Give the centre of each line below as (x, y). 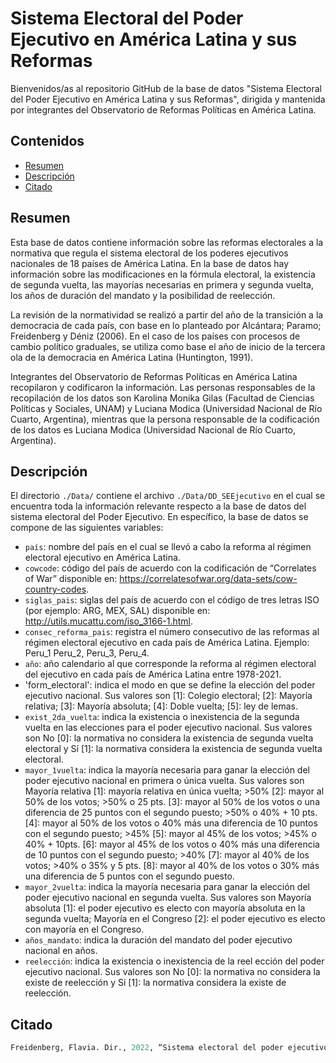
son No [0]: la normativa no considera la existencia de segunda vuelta (169, 738)
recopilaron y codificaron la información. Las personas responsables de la (163, 387)
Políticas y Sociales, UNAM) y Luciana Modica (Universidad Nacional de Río (166, 408)
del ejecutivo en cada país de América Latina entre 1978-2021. (153, 674)
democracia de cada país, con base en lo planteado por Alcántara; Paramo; (166, 325)
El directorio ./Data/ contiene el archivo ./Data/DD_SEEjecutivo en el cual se (168, 496)
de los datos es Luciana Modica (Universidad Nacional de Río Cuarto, (153, 429)
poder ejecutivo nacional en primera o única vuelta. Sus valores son (164, 781)
